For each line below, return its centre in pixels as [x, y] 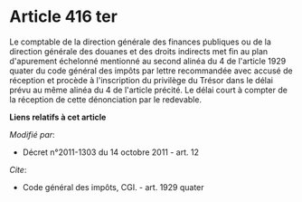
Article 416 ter [63, 17]
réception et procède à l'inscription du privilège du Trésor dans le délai [142, 80]
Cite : [18, 169]
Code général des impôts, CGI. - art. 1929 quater [113, 187]
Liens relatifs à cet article [58, 117]
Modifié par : [33, 134]
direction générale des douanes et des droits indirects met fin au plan [139, 51]
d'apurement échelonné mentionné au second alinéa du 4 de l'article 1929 [148, 61]
